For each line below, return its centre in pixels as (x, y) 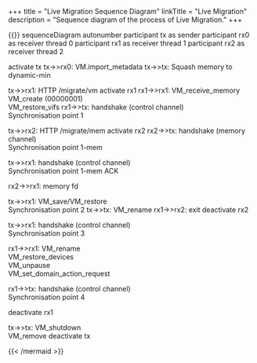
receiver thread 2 (36, 51)
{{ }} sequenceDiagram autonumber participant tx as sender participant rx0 (129, 35)
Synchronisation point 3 (47, 233)
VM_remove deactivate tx (49, 336)
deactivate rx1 (31, 312)
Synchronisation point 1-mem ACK (63, 171)
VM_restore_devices (41, 257)
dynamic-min (29, 75)
